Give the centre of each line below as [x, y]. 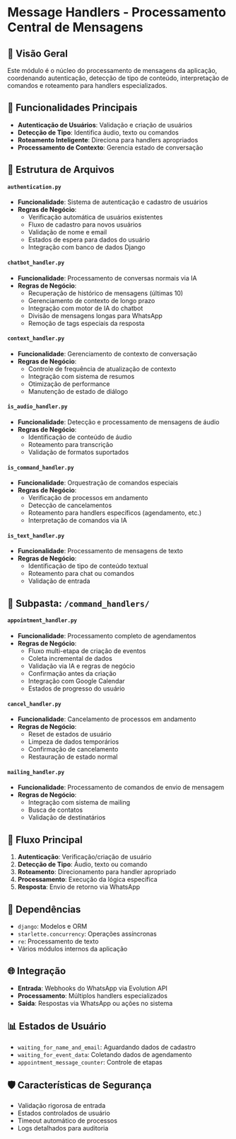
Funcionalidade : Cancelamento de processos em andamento [107, 719]
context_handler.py [36, 339]
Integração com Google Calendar [76, 681]
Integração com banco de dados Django [87, 247]
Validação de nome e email [67, 232]
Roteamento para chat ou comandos [81, 574]
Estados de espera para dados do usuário [89, 240]
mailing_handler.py [36, 772]
